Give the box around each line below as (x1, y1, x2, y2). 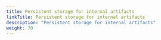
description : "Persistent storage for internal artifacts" (6, 19, 156, 25)
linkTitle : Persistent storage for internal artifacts (6, 14, 145, 20)
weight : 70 (6, 25, 33, 31)
